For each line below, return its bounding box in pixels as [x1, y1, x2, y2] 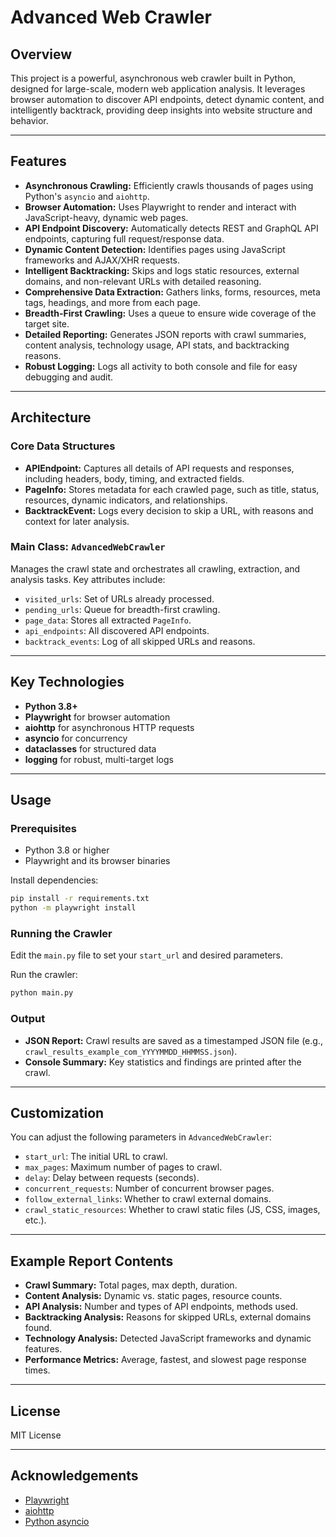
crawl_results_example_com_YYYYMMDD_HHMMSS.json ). [24, 1045, 238, 1057]
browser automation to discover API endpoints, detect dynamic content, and [10, 94, 325, 105]
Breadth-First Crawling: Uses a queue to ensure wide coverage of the [24, 307, 317, 319]
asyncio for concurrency [24, 732, 128, 744]
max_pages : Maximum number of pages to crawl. [24, 1161, 223, 1173]
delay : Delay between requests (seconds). [24, 1172, 200, 1184]
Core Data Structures [10, 439, 116, 453]
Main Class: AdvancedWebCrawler [10, 540, 166, 554]
